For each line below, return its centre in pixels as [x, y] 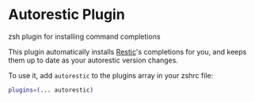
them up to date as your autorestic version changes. [93, 60]
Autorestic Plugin [67, 15]
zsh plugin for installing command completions [84, 36]
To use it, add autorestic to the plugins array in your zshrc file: [111, 75]
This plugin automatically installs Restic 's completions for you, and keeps [127, 51]
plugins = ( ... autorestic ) [51, 90]
